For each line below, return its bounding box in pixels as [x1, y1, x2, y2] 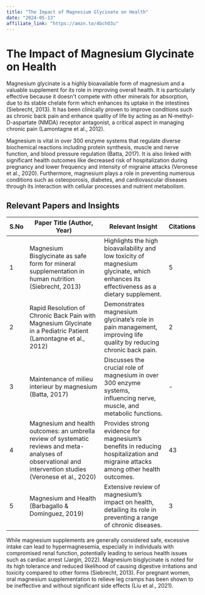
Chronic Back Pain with [29, 311, 96, 320]
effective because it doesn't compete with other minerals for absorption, [6, 93, 189, 100]
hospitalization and [104, 450, 159, 459]
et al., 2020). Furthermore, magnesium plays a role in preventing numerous [6, 169, 195, 177]
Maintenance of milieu [29, 375, 93, 383]
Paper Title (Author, [34, 218, 93, 227]
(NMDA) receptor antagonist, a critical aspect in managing [37, 119, 184, 126]
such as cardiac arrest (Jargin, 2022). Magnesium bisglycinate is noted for [6, 556, 194, 563]
